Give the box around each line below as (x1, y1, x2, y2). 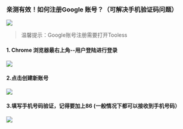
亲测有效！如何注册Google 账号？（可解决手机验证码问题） (6, 5, 178, 13)
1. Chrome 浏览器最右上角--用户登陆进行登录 (6, 46, 118, 54)
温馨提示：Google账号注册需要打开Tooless (21, 31, 128, 39)
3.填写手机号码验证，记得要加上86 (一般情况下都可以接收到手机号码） (6, 102, 181, 110)
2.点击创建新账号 (6, 74, 49, 82)
